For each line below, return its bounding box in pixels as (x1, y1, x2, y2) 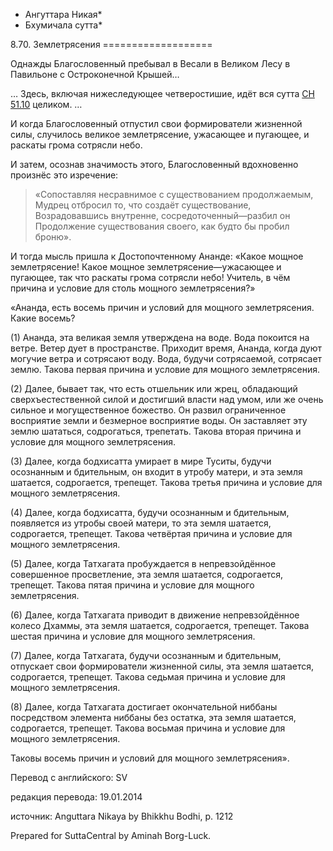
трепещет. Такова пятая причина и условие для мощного (10, 579, 255, 591)
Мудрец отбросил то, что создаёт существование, (34, 199, 252, 211)
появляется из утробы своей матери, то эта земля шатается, (10, 517, 272, 529)
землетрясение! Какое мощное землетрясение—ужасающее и (10, 261, 282, 273)
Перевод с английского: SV (10, 772, 128, 783)
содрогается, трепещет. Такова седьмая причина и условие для (10, 671, 286, 683)
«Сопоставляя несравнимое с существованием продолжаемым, (34, 189, 314, 200)
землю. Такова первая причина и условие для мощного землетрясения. (10, 364, 321, 375)
